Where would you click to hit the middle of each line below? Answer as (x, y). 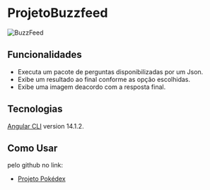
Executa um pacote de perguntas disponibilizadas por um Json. (110, 71)
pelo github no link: (35, 165)
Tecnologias (35, 109)
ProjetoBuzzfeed (58, 13)
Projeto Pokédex (41, 179)
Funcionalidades (45, 55)
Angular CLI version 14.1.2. (46, 126)
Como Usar (33, 148)
